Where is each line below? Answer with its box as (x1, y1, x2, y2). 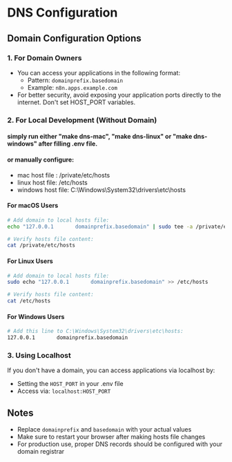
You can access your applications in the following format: (17, 68, 181, 77)
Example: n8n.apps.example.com (27, 83, 118, 91)
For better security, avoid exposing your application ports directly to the (17, 90, 222, 99)
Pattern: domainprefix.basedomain (27, 76, 123, 84)
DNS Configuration (7, 5, 118, 21)
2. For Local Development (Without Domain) (7, 115, 157, 125)
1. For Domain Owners (7, 53, 82, 63)
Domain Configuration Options (7, 32, 142, 44)
